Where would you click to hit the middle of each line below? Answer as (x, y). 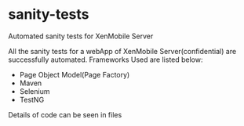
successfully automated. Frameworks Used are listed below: (106, 59)
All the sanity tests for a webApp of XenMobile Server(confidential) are (122, 51)
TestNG (32, 99)
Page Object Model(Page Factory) (75, 74)
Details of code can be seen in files (65, 114)
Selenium (35, 91)
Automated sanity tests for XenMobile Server (81, 36)
